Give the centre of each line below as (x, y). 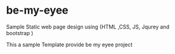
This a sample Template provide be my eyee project (69, 45)
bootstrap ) (20, 33)
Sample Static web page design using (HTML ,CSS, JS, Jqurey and (88, 27)
